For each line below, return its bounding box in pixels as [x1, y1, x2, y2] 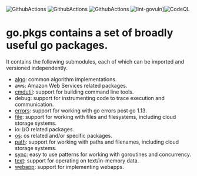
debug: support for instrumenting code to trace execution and [14, 94, 165, 101]
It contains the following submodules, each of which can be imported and [6, 58, 185, 65]
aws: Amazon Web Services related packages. [14, 82, 128, 89]
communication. [14, 101, 54, 108]
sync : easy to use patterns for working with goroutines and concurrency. [14, 151, 191, 158]
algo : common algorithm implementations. [14, 75, 117, 82]
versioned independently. [6, 64, 68, 71]
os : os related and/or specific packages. [14, 132, 113, 139]
